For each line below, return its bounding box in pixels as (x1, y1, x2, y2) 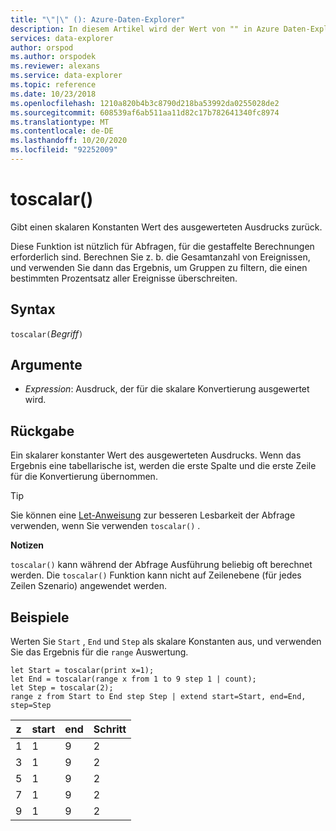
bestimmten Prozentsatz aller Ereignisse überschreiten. (10, 272, 238, 284)
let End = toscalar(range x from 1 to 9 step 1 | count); (10, 674, 257, 685)
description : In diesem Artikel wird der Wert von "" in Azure (10, 24, 280, 34)
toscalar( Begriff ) (10, 327, 84, 340)
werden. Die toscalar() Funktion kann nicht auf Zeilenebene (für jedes (10, 569, 302, 581)
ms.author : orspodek (10, 52, 97, 62)
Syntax (10, 301, 56, 318)
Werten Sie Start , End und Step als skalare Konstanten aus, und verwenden (10, 636, 322, 648)
